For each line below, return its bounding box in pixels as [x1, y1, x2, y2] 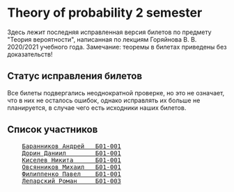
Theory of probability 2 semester [7, 5, 203, 21]
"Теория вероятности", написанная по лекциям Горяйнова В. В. [7, 35, 197, 43]
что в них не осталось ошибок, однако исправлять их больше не [7, 96, 201, 104]
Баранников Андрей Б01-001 [22, 142, 122, 150]
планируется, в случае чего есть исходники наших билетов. [7, 103, 187, 112]
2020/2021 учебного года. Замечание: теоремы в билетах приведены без [7, 42, 227, 51]
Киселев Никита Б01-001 [22, 156, 122, 164]
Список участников [7, 124, 98, 136]
